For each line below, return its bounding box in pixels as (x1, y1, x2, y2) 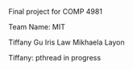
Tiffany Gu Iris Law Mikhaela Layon (8, 37, 125, 47)
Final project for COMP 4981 (8, 7, 103, 16)
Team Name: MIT (8, 22, 66, 31)
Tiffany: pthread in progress (8, 53, 102, 62)
